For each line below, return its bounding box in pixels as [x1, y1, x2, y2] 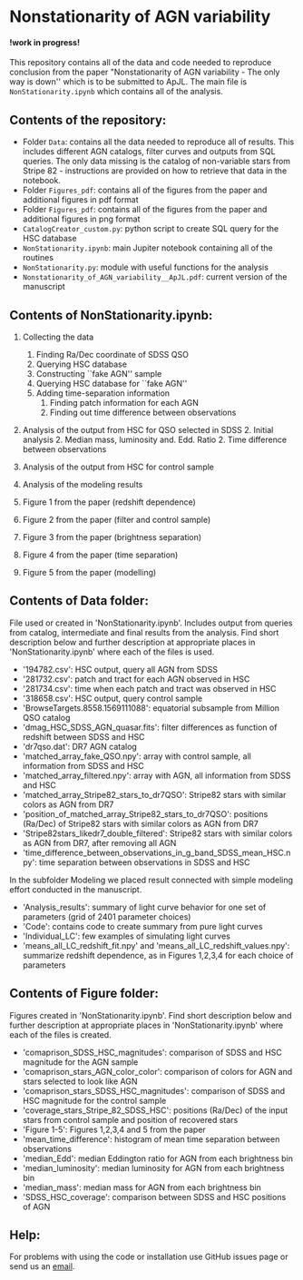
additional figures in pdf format [22, 194, 139, 205]
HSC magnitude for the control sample [22, 1095, 167, 1106]
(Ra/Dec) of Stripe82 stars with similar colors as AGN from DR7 [22, 818, 259, 829]
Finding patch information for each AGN [49, 398, 200, 409]
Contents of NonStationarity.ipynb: [9, 307, 213, 323]
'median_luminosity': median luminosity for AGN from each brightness [22, 1162, 285, 1173]
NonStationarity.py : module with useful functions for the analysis [22, 261, 269, 273]
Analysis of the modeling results [22, 479, 143, 490]
